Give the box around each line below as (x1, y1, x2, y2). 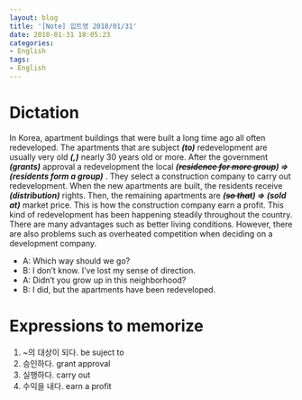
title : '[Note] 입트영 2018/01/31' (9, 22, 138, 31)
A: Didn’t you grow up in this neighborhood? (22, 274, 187, 285)
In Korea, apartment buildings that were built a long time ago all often (9, 132, 266, 143)
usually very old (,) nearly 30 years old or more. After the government (9, 151, 269, 163)
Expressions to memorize (9, 316, 205, 336)
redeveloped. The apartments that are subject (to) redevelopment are (9, 142, 268, 153)
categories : (9, 38, 54, 48)
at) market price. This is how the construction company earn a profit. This (9, 200, 284, 210)
